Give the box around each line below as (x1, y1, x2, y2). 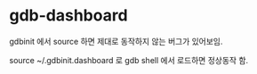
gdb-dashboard (9, 5, 128, 26)
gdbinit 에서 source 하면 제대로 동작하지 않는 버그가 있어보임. (9, 36, 223, 46)
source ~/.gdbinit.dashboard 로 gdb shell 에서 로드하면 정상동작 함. (9, 54, 249, 65)
